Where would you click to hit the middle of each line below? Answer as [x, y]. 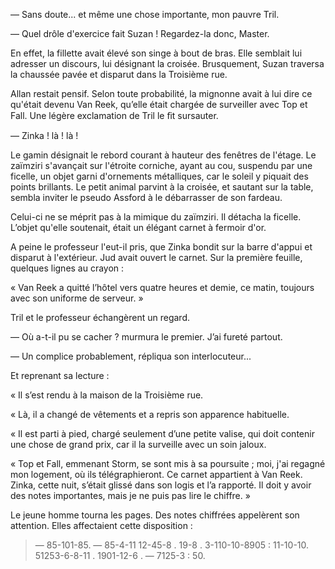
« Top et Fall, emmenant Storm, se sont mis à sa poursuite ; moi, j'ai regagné [168, 463]
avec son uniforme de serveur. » [77, 298]
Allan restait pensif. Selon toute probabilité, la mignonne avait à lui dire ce [161, 93]
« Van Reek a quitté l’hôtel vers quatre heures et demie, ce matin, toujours [162, 287]
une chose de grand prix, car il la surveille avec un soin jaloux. [138, 444]
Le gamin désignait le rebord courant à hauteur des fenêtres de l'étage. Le [163, 155]
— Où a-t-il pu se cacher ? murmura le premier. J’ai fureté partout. [146, 337]
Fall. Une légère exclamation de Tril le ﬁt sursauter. [114, 115]
